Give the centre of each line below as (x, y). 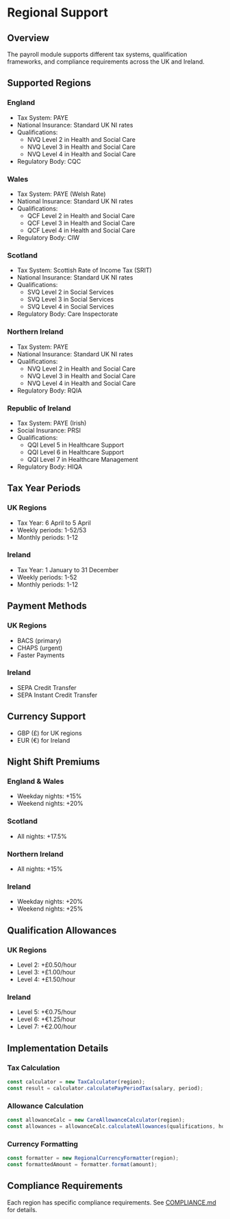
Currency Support (47, 716)
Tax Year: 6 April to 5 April (54, 523)
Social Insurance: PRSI (49, 430)
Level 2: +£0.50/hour (47, 965)
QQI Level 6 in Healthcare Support (76, 452)
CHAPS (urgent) (40, 648)
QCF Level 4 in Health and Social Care (81, 230)
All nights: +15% (40, 869)
